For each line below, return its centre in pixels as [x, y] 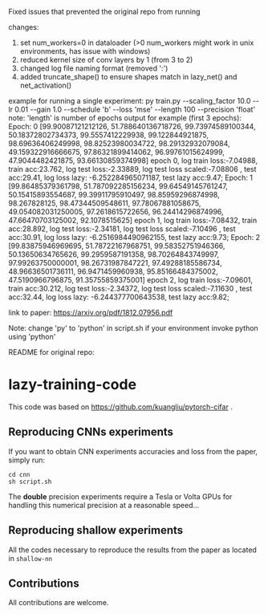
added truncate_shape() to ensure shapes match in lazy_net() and [128, 77]
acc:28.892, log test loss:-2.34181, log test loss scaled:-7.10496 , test [122, 229]
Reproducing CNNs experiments [91, 432]
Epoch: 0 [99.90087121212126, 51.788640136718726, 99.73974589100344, [132, 126]
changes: [24, 27]
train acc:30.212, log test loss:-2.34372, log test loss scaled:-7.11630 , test [130, 289]
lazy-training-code [73, 385]
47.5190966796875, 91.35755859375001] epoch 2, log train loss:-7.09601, [131, 280]
